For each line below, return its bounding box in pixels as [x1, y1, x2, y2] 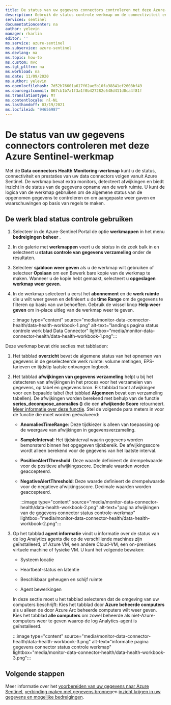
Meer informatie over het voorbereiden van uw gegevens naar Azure [5, 683, 149, 689]
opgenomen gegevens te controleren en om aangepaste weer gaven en [5, 194, 156, 200]
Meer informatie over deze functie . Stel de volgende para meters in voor [12, 406, 164, 412]
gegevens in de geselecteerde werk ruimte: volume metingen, [12, 358, 142, 364]
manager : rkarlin [5, 31, 42, 36]
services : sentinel [5, 17, 47, 22]
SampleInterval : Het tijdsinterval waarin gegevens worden [20, 437, 144, 443]
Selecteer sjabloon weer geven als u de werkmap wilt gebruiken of [12, 264, 154, 270]
